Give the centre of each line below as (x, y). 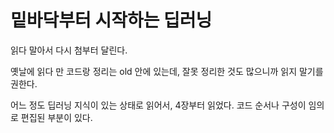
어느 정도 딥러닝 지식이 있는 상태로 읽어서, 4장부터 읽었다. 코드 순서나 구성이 (158, 105)
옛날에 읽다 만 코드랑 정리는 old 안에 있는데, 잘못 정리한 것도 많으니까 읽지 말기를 (167, 71)
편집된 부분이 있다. (56, 117)
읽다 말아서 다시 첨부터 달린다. (69, 50)
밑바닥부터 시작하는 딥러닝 (111, 20)
